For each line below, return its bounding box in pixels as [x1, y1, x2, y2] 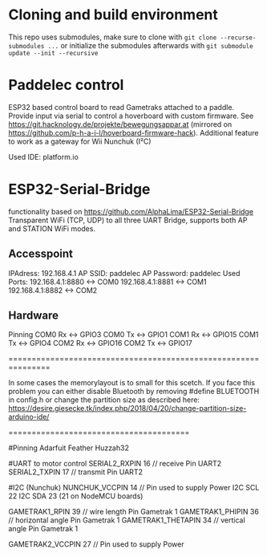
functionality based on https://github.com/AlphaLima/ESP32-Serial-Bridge [8, 206, 254, 216]
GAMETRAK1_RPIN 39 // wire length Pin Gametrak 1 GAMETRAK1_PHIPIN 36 [8, 507, 259, 517]
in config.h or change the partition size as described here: [8, 395, 200, 405]
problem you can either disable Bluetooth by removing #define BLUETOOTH [8, 387, 260, 396]
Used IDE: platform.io [8, 152, 79, 161]
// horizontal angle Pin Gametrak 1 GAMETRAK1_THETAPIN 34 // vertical [8, 515, 246, 525]
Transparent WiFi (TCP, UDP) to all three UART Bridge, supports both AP [8, 215, 248, 225]
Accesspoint [8, 247, 74, 261]
